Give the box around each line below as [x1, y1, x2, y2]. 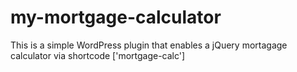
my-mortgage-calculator [10, 6, 222, 29]
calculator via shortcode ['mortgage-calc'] [10, 49, 186, 61]
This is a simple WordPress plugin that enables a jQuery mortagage [10, 39, 288, 51]
